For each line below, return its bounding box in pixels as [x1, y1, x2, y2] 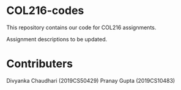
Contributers [6, 57, 73, 71]
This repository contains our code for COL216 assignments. [6, 24, 157, 31]
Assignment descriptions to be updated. [6, 35, 108, 43]
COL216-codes [6, 4, 84, 18]
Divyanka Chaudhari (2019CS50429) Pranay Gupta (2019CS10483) [6, 77, 175, 84]
